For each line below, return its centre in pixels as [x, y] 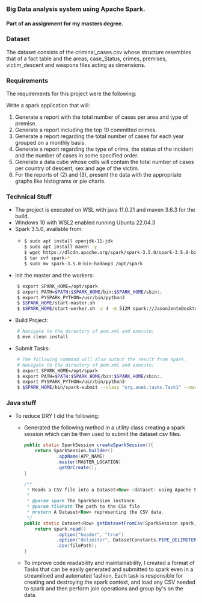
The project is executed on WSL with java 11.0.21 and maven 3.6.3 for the [105, 210]
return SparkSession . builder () [74, 451]
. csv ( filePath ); [77, 546]
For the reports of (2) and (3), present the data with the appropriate [98, 175]
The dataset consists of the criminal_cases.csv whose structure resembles [99, 52]
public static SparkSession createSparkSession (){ [89, 445]
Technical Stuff [29, 197]
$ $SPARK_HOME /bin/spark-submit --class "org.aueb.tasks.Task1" [99, 388]
